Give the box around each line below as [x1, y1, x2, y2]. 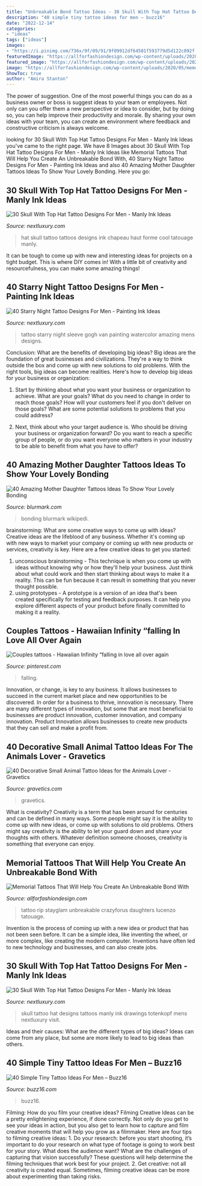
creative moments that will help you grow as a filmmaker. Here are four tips [6, 1128, 192, 1135]
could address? [14, 411, 54, 418]
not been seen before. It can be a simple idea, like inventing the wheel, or [6, 931, 188, 938]
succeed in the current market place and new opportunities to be [6, 692, 167, 700]
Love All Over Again [6, 635, 82, 645]
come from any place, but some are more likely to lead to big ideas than [6, 1034, 184, 1041]
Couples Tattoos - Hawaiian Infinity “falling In [6, 626, 180, 636]
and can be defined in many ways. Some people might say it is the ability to [6, 815, 194, 822]
